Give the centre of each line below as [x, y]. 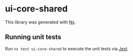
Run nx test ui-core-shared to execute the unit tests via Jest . [67, 48]
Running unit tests [33, 37]
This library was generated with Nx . [40, 22]
